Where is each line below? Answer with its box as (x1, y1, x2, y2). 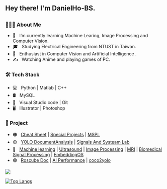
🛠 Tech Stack (5, 71, 40, 78)
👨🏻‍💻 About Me (5, 21, 41, 28)
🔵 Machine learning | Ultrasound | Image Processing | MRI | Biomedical (12, 146, 162, 152)
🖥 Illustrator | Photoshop (12, 105, 65, 111)
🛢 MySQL (12, 92, 35, 99)
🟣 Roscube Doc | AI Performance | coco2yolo (12, 157, 111, 163)
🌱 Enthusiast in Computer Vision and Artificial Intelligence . (12, 51, 137, 57)
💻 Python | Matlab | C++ (12, 85, 67, 91)
